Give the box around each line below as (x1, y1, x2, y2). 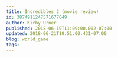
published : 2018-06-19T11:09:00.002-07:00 (6, 25, 112, 31)
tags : (6, 42, 19, 48)
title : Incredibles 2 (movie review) (6, 8, 99, 15)
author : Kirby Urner (6, 20, 57, 26)
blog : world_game (6, 36, 49, 42)
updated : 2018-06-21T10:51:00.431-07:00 (6, 31, 107, 37)
